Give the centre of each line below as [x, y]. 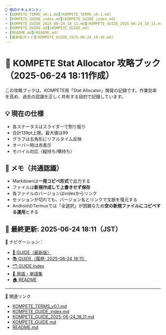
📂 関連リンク [18, 296]
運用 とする [27, 212]
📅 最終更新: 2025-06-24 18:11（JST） [63, 229]
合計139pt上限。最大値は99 [40, 133]
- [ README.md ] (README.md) [32, 33]
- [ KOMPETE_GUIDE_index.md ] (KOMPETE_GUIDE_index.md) [61, 19]
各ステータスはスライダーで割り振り [49, 126]
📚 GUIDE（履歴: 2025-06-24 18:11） [50, 259]
